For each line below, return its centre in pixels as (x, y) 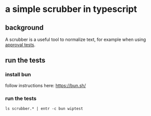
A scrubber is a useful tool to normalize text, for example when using (76, 39)
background (24, 28)
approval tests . (20, 45)
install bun (18, 75)
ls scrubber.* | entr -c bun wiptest (44, 109)
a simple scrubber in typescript (71, 9)
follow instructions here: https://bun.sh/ (45, 85)
